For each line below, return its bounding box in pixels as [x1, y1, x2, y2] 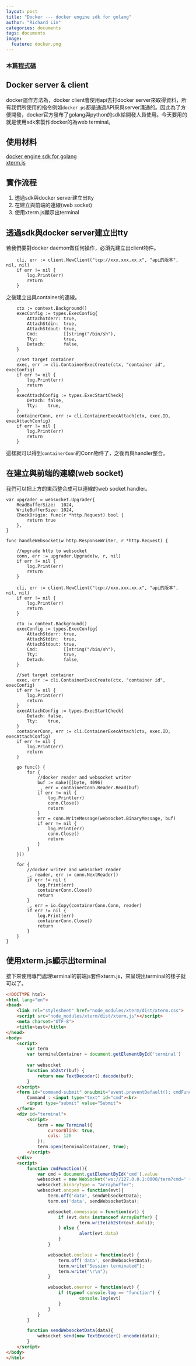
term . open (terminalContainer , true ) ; [37, 1144, 129, 1150]
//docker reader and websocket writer [37, 774, 132, 780]
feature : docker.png [11, 42, 61, 47]
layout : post [6, 8, 38, 15]
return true [27, 517, 57, 523]
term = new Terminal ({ [37, 1122, 93, 1128]
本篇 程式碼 [6, 61, 36, 70]
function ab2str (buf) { [27, 1067, 85, 1073]
